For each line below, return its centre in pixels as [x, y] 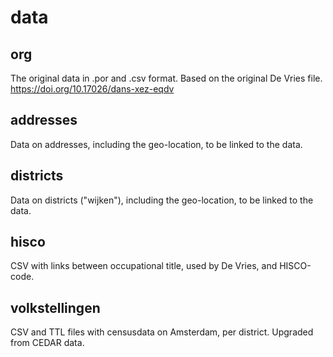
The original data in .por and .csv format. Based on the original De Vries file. [166, 78]
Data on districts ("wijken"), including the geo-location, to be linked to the [162, 200]
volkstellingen [55, 307]
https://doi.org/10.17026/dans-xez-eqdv [92, 89]
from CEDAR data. [47, 343]
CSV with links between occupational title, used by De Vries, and [144, 266]
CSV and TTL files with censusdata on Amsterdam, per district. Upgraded [162, 332]
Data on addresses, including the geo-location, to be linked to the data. [156, 144]
